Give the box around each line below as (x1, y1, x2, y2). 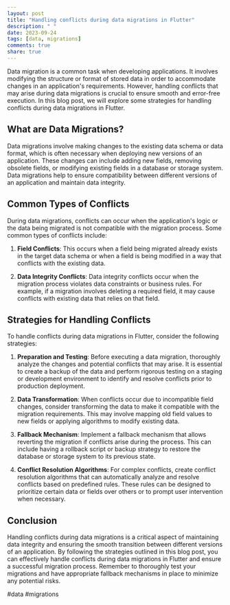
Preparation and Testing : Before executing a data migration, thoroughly (16, 353, 221, 361)
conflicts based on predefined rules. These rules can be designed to (16, 480, 211, 488)
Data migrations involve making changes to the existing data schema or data (7, 141, 223, 150)
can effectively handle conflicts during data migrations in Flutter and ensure (7, 555, 222, 563)
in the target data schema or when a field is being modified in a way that (16, 251, 222, 260)
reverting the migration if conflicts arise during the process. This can (16, 437, 211, 446)
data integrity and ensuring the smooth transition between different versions (7, 540, 223, 549)
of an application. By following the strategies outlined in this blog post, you (7, 547, 218, 556)
